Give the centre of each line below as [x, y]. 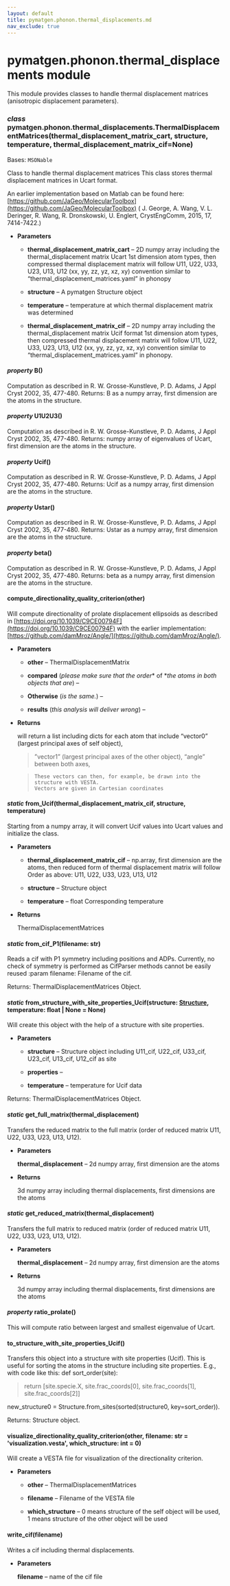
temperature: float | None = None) [57, 1009]
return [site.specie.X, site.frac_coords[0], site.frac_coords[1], [110, 1386]
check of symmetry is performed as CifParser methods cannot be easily [109, 966]
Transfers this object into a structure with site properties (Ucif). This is [106, 1358]
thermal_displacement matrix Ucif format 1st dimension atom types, [123, 333]
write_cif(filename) [35, 1535]
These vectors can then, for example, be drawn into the [117, 777]
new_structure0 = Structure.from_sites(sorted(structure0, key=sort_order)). [114, 1407]
